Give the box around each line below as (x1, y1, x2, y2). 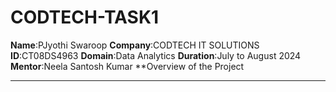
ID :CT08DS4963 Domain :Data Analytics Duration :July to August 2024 (10, 49, 302, 61)
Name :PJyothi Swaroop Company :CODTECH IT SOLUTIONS (10, 39, 260, 51)
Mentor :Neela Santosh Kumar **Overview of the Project (10, 60, 245, 72)
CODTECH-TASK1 (10, 6, 160, 29)
